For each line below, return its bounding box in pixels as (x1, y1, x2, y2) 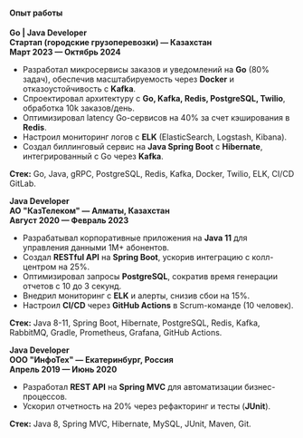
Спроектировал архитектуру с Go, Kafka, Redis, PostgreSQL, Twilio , (22, 93, 286, 104)
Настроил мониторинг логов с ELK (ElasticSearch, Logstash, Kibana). (22, 131, 288, 142)
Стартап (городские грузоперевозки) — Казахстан (9, 37, 213, 48)
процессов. (22, 391, 68, 403)
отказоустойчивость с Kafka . (22, 83, 137, 94)
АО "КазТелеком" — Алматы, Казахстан (9, 205, 170, 217)
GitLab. (9, 178, 36, 190)
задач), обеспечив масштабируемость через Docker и (22, 73, 235, 85)
